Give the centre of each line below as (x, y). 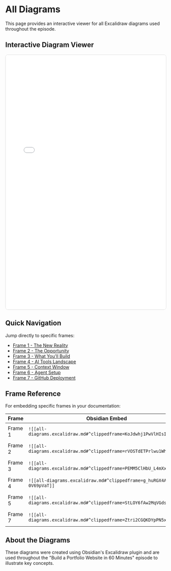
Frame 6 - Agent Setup (37, 372)
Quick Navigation (33, 323)
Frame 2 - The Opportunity (41, 350)
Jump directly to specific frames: (40, 335)
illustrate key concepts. (30, 563)
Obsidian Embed (107, 419)
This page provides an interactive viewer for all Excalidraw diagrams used (83, 23)
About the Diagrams (38, 540)
